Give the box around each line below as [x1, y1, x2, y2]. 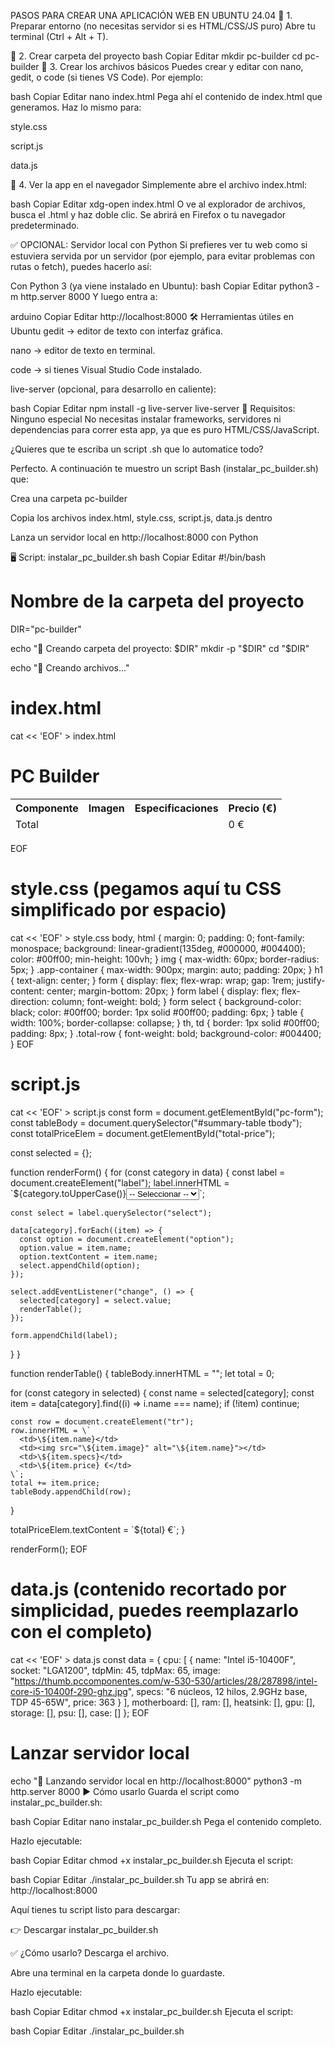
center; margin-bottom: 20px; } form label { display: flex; [46, 985, 280, 997]
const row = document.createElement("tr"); [10, 1416, 195, 1427]
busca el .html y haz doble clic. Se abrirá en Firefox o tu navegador [10, 209, 287, 220]
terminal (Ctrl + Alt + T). [10, 31, 109, 42]
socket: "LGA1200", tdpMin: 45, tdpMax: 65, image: [10, 1664, 221, 1676]
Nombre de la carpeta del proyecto [10, 590, 305, 613]
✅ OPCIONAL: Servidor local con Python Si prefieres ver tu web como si [10, 239, 308, 250]
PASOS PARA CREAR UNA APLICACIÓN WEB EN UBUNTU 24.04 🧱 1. [10, 10, 293, 21]
